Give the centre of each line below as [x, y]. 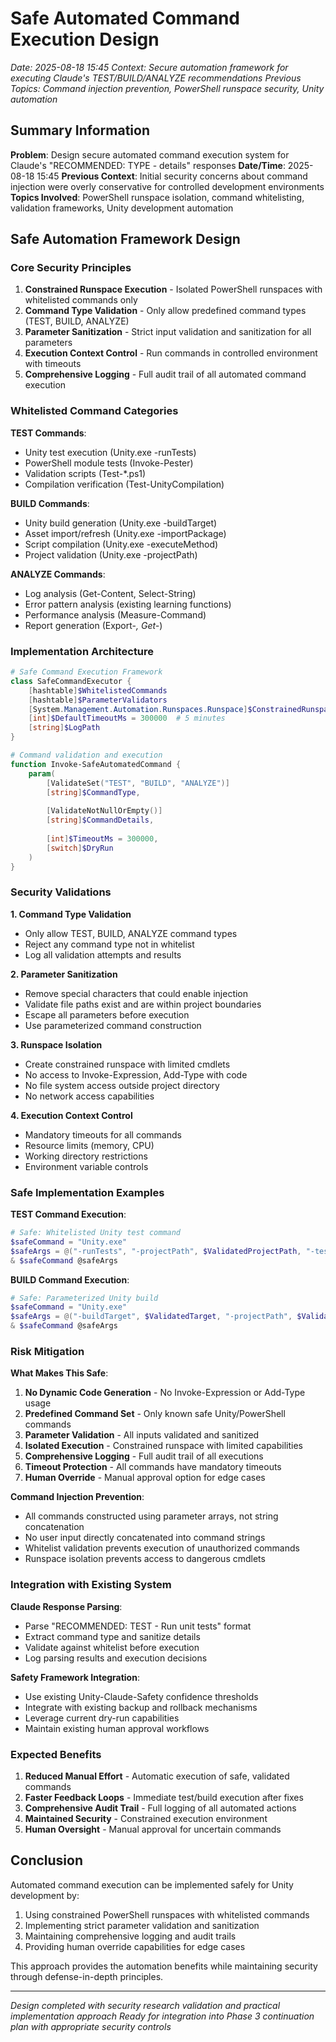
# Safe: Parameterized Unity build [84, 1298]
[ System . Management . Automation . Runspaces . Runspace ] [138, 709]
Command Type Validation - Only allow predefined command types [165, 311]
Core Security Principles [71, 268]
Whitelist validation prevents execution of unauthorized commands [162, 1548]
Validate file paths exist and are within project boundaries [143, 1004]
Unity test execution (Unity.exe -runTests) [110, 452]
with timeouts [53, 364]
